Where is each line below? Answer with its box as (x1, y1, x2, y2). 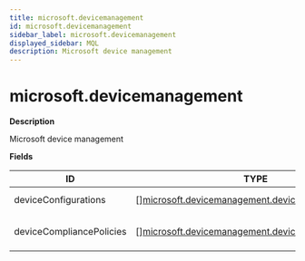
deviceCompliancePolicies (14, 226, 127, 238)
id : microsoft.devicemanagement (9, 22, 132, 31)
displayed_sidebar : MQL (9, 38, 100, 48)
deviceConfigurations (14, 194, 106, 207)
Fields (9, 151, 34, 162)
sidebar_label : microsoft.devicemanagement (9, 30, 177, 39)
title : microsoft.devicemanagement (9, 13, 144, 23)
